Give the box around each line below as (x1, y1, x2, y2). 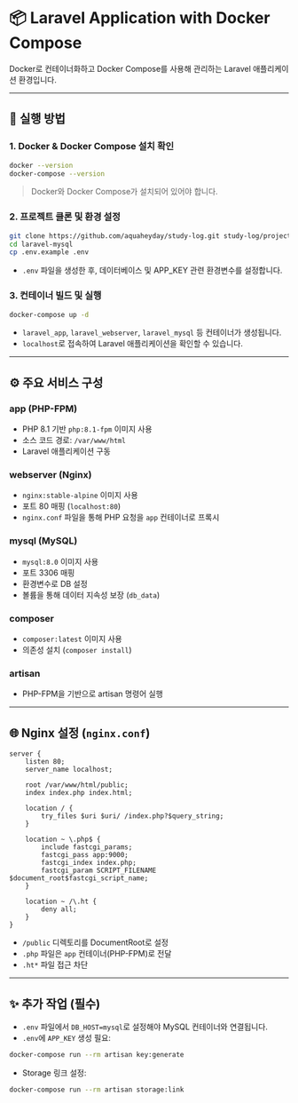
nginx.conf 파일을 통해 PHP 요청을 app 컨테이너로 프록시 (21, 512, 220, 523)
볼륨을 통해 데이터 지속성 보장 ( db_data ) (21, 589, 161, 600)
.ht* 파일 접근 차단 (21, 959, 89, 970)
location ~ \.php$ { (25, 835, 101, 845)
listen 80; (25, 758, 66, 766)
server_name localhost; (25, 766, 114, 774)
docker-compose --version (9, 169, 105, 179)
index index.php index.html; (25, 789, 133, 797)
